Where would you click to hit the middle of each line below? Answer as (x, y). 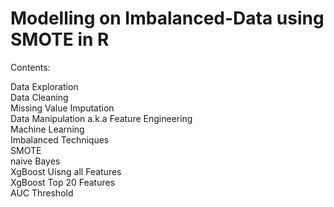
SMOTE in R (60, 39)
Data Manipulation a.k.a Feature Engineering (101, 118)
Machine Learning (47, 129)
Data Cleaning (39, 97)
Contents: (30, 67)
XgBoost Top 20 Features (63, 182)
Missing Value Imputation (62, 108)
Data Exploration (44, 86)
